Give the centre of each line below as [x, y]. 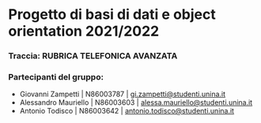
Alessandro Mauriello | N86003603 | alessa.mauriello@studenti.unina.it [136, 102]
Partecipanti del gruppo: [56, 77]
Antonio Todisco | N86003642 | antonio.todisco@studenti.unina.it [127, 111]
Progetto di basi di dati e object [112, 15]
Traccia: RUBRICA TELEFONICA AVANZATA [93, 56]
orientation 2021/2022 [84, 31]
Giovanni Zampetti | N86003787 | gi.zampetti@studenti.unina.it [123, 94]
